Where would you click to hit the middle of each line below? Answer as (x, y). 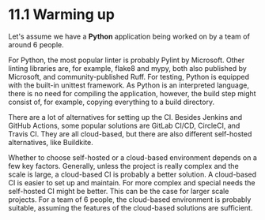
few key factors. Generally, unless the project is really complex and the (123, 166)
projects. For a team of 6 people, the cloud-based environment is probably (130, 199)
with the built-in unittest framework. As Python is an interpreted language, (129, 85)
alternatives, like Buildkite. (51, 142)
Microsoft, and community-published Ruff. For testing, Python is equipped (129, 76)
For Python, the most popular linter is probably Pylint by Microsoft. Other (127, 60)
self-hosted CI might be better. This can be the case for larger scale (119, 191)
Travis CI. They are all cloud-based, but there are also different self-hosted (130, 134)
